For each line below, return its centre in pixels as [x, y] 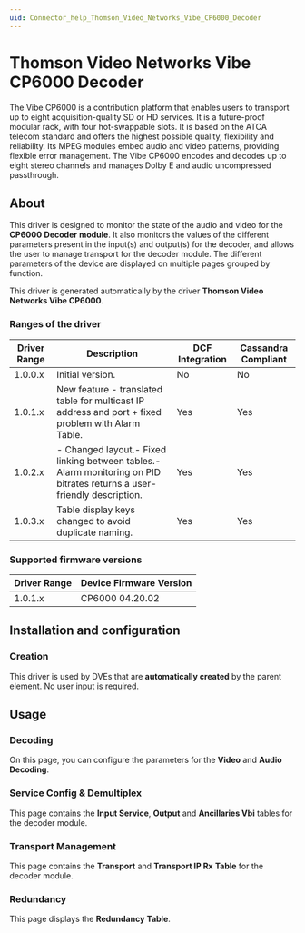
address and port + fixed [109, 412]
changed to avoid [94, 521]
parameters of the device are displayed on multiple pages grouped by [140, 263]
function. [26, 273]
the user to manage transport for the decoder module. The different [136, 254]
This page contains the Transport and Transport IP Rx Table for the [137, 866]
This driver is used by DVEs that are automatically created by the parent [146, 676]
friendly [73, 494]
